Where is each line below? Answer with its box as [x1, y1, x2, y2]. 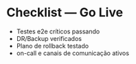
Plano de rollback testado [16, 42, 89, 50]
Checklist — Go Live [6, 5, 124, 20]
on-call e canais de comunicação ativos [16, 49, 130, 57]
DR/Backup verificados [16, 34, 82, 42]
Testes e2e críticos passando [16, 27, 100, 35]
